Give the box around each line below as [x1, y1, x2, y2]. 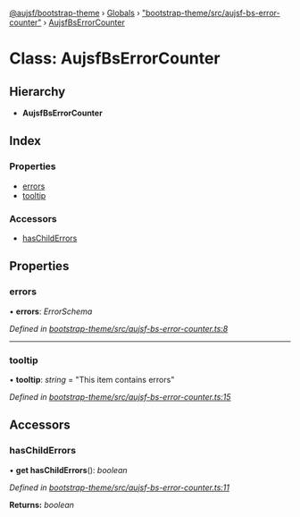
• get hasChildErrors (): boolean [9, 464, 128, 475]
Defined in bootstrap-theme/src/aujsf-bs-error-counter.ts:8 [9, 323, 229, 334]
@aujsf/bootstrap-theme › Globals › [9, 8, 140, 18]
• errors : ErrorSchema [9, 306, 93, 317]
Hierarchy [9, 84, 66, 99]
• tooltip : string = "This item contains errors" [9, 374, 175, 385]
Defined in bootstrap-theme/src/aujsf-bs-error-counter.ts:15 [9, 391, 231, 402]
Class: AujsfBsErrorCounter [9, 48, 221, 69]
